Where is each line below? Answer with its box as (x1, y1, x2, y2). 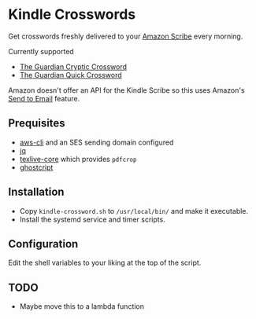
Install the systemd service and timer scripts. (19, 214, 165, 224)
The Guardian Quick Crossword (19, 70, 122, 79)
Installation (8, 185, 65, 199)
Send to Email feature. (8, 93, 80, 103)
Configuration (8, 237, 79, 251)
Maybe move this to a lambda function (19, 302, 144, 311)
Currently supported (8, 46, 75, 56)
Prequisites (8, 116, 65, 130)
